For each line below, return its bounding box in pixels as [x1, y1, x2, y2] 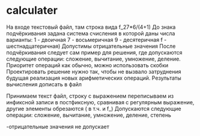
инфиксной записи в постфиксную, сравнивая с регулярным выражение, [6, 98, 195, 105]
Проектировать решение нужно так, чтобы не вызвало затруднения [6, 68, 181, 75]
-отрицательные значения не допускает [6, 123, 109, 130]
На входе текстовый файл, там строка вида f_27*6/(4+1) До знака [6, 23, 176, 31]
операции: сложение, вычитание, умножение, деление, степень [6, 111, 171, 119]
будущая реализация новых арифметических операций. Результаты [6, 74, 181, 81]
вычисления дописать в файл [6, 80, 82, 87]
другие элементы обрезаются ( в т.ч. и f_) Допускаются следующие [6, 105, 181, 112]
